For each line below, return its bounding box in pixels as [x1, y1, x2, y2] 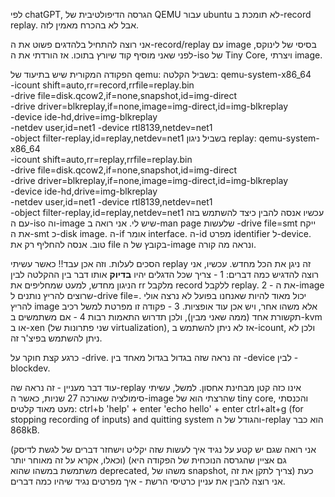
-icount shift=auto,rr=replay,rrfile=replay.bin [10, 154, 193, 165]
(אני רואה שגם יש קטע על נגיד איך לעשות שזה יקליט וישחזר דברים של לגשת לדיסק [10, 444, 317, 455]
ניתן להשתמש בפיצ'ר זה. [10, 332, 103, 344]
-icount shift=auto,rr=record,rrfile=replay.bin [10, 79, 195, 91]
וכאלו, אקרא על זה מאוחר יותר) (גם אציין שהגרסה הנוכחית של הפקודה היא [10, 454, 287, 466]
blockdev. [10, 362, 51, 374]
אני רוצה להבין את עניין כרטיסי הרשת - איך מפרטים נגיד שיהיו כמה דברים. [10, 475, 286, 487]
